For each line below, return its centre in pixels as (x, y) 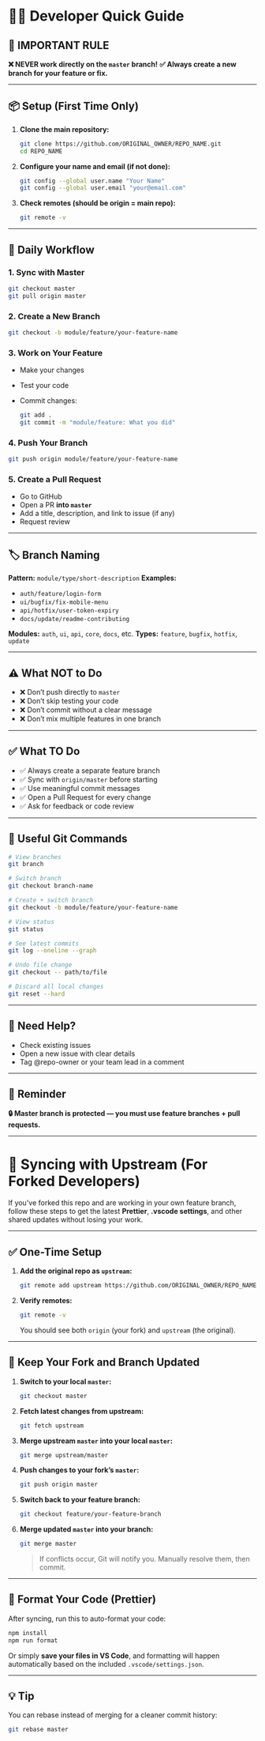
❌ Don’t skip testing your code (69, 701)
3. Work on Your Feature (56, 352)
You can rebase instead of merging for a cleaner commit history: (113, 1715)
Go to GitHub (41, 496)
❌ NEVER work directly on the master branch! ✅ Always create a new (122, 64)
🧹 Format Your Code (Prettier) (82, 1600)
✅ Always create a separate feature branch (90, 771)
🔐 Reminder (37, 1094)
